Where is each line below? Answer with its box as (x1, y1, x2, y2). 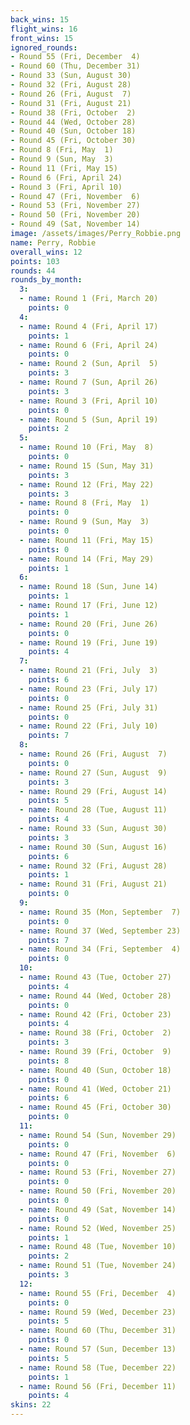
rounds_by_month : (10, 275, 83, 285)
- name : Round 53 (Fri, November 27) (19, 1167, 177, 1178)
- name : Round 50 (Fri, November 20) (19, 1186, 177, 1196)
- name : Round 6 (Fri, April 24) (19, 340, 159, 350)
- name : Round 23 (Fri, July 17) (19, 684, 159, 694)
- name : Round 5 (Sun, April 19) (19, 414, 159, 425)
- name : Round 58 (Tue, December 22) (19, 1362, 177, 1373)
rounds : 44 (10, 266, 56, 276)
